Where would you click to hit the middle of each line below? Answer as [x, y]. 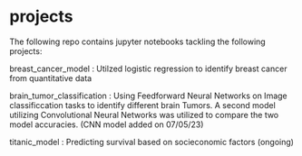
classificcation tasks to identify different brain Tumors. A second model [143, 105]
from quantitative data [51, 78]
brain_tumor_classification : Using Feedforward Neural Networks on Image [148, 96]
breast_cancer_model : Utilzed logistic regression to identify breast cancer [148, 69]
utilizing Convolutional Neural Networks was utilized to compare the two [144, 115]
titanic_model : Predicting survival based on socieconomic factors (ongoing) [152, 142]
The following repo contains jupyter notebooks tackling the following [137, 41]
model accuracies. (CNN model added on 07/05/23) [107, 124]
